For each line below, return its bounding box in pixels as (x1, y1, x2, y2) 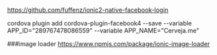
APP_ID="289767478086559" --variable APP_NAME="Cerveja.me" (7, 27, 200, 34)
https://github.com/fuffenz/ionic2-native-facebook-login (7, 6, 168, 14)
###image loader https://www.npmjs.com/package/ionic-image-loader (7, 40, 210, 47)
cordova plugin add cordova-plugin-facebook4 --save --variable (7, 19, 192, 27)
